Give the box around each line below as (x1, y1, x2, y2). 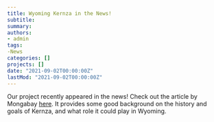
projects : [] (7, 61, 45, 68)
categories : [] (7, 55, 51, 62)
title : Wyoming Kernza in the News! (7, 10, 112, 17)
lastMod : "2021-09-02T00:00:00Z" (7, 73, 103, 81)
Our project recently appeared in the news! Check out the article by (7, 93, 198, 101)
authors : (7, 29, 32, 36)
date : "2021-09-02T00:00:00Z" (7, 67, 94, 74)
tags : (7, 42, 23, 49)
